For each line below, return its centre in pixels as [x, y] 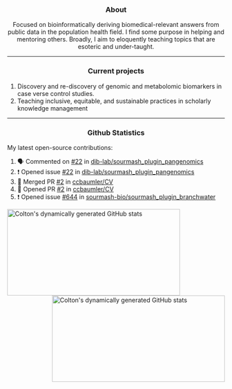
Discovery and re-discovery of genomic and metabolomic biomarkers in [119, 86]
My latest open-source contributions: [60, 147]
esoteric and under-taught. [116, 47]
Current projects [116, 71]
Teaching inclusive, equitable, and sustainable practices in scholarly [114, 101]
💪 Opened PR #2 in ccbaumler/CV [65, 189]
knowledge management [52, 108]
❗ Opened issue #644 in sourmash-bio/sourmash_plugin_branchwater [116, 197]
